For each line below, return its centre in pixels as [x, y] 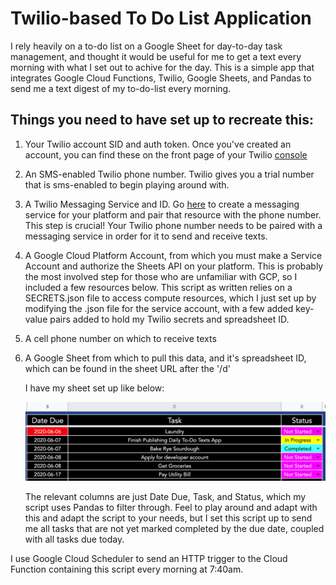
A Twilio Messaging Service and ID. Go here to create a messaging [162, 204]
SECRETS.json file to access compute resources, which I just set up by [170, 298]
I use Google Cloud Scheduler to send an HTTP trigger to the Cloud [149, 559]
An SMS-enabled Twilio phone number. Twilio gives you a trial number [169, 174]
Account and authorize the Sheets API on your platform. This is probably [174, 266]
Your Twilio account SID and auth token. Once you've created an [158, 144]
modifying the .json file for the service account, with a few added [159, 308]
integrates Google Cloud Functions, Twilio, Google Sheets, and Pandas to [161, 78]
